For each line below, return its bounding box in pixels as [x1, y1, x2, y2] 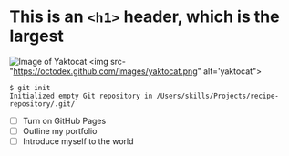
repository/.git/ [9, 99, 76, 109]
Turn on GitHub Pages [22, 115, 107, 126]
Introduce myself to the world [22, 136, 134, 147]
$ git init [9, 83, 51, 92]
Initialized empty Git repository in [9, 91, 153, 100]
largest [9, 26, 64, 47]
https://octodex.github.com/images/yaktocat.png [13, 66, 198, 77]
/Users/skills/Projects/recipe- [156, 91, 280, 100]
